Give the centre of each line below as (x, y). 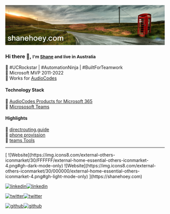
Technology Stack (25, 90)
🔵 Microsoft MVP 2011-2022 (34, 73)
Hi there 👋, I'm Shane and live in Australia (51, 56)
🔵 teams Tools (20, 140)
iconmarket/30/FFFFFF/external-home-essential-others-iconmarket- (77, 160)
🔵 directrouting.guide (27, 129)
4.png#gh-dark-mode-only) (34, 165)
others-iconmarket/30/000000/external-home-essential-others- (73, 171)
